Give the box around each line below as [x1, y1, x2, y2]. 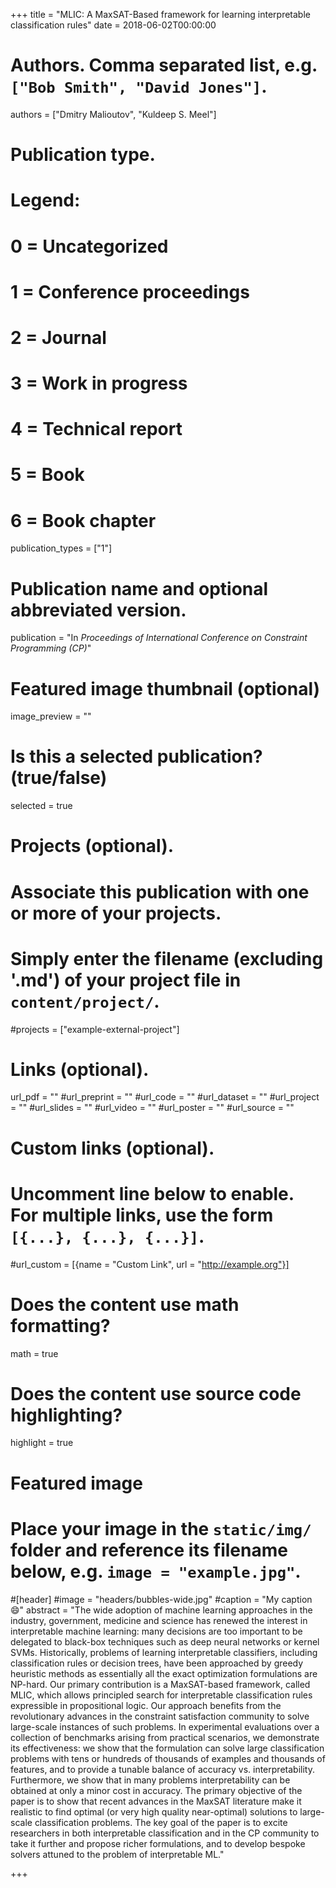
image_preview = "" [10, 710, 92, 723]
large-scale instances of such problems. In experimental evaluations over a [10, 1720, 320, 1733]
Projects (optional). [10, 835, 175, 858]
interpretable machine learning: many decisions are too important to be [10, 1625, 303, 1637]
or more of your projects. [10, 902, 222, 924]
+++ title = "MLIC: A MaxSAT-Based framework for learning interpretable [10, 9, 311, 20]
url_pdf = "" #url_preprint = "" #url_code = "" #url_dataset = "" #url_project [10, 1091, 320, 1103]
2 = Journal [10, 326, 107, 349]
